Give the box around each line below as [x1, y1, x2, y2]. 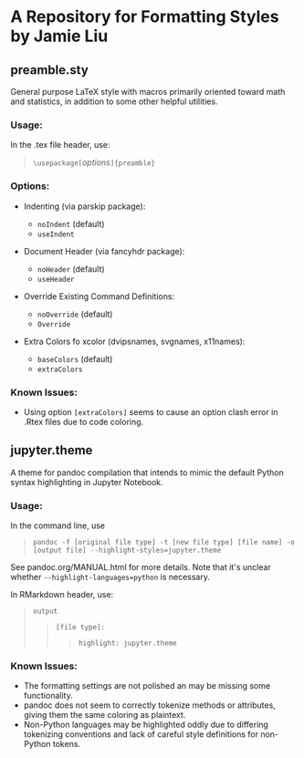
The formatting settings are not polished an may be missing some [23, 680, 271, 691]
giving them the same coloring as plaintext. [23, 710, 186, 721]
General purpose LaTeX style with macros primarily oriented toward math [10, 87, 286, 97]
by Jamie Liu [10, 26, 109, 47]
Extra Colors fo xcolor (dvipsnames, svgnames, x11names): [23, 336, 246, 347]
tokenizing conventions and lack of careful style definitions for [23, 729, 259, 740]
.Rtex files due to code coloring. [23, 416, 144, 427]
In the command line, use [10, 520, 106, 531]
